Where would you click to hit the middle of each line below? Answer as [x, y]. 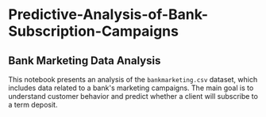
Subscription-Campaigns [93, 31]
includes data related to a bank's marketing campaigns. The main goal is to [131, 88]
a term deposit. [33, 105]
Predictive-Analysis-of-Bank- [108, 15]
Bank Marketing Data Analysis [85, 60]
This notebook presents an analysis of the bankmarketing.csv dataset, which [133, 79]
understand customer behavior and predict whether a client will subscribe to [133, 96]
